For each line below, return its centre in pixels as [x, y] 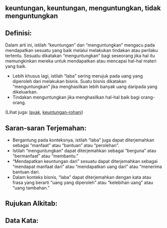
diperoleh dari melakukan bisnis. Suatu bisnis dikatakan [69, 81]
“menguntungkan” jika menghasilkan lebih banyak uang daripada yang [85, 86]
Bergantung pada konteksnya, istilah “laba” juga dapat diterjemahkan [83, 140]
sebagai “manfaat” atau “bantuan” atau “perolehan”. [66, 145]
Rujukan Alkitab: [31, 204]
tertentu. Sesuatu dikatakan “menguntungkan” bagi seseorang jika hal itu [80, 56]
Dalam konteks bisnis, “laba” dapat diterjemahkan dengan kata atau [82, 177]
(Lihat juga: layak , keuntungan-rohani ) [44, 112]
